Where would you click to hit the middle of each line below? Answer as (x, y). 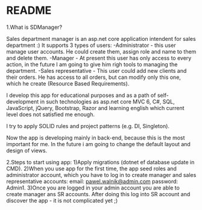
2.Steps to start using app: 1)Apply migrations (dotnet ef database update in (100, 162)
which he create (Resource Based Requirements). (68, 83)
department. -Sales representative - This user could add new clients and (96, 70)
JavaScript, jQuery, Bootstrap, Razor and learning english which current (96, 108)
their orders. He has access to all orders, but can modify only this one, (93, 77)
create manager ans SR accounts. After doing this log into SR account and (98, 194)
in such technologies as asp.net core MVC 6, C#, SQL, (107, 101)
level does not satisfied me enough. (51, 114)
